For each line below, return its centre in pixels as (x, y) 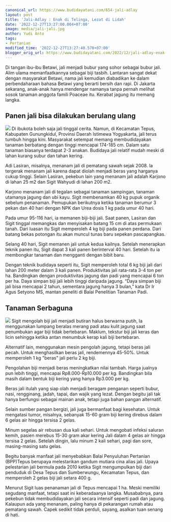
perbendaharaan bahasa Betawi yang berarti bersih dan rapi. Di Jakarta (80, 83)
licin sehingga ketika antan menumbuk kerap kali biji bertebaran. (73, 337)
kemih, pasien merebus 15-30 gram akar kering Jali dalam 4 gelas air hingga (85, 436)
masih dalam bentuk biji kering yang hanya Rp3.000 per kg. (67, 379)
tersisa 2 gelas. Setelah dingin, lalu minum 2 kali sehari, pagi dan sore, (79, 441)
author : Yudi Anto (25, 34)
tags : (11, 39)
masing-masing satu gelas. (34, 446)
